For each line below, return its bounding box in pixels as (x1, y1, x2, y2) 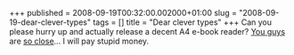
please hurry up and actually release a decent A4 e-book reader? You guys (9, 27, 286, 36)
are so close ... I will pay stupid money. (9, 35, 150, 46)
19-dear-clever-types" (9, 17, 92, 27)
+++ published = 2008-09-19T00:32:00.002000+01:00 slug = (9, 8, 238, 18)
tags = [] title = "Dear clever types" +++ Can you (93, 17, 273, 27)
